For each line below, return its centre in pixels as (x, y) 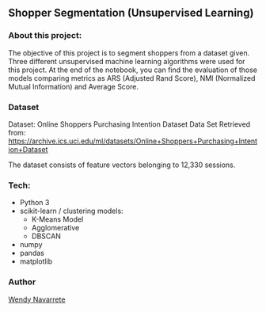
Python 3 (34, 203)
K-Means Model (57, 219)
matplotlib (36, 261)
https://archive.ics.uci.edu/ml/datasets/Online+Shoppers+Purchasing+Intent (133, 141)
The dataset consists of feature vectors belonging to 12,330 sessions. (122, 165)
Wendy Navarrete (37, 299)
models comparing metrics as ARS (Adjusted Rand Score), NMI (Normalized (132, 78)
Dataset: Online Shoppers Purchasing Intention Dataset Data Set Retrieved (129, 124)
